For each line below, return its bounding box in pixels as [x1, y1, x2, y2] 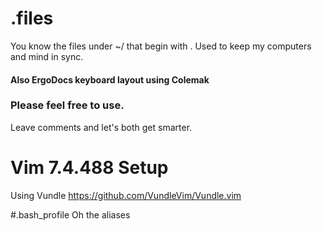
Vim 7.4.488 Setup [10, 157, 169, 179]
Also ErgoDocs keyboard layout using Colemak [10, 73, 210, 86]
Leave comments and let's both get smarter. [10, 121, 193, 133]
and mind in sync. [10, 50, 84, 62]
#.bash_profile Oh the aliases [10, 208, 131, 221]
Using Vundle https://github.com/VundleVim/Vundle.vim [10, 189, 242, 201]
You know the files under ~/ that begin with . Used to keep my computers [10, 40, 312, 52]
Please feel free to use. [10, 98, 125, 112]
